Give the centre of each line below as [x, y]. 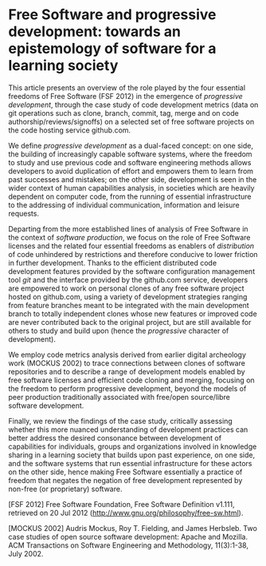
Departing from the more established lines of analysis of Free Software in [128, 228]
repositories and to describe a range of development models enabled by [127, 371]
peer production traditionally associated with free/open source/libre [119, 397]
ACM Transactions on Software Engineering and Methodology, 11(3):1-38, [129, 545]
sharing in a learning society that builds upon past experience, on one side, [132, 455]
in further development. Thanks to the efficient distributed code [113, 263]
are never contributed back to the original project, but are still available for [130, 322]
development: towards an [95, 32]
